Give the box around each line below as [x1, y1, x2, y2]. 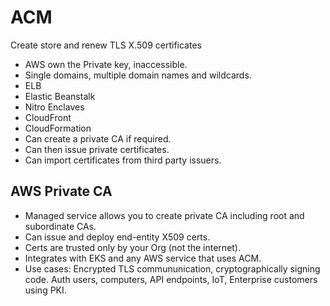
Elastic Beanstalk [24, 90, 96, 102]
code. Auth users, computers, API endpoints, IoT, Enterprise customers [24, 273, 318, 285]
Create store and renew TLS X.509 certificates [10, 39, 202, 51]
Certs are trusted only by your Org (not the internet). [24, 241, 242, 253]
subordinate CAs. [24, 220, 97, 232]
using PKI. [24, 284, 67, 296]
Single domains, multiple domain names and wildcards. [24, 69, 252, 81]
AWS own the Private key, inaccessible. [24, 58, 188, 70]
